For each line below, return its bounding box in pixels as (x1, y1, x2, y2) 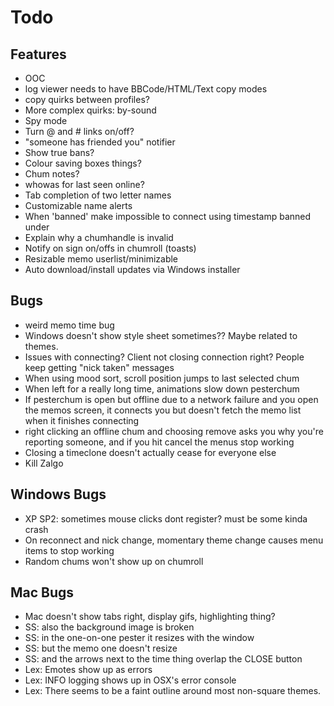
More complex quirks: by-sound (24, 104, 157, 116)
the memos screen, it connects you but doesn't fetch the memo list (24, 404, 302, 416)
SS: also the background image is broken (24, 621, 195, 633)
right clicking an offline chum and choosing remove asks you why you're (24, 425, 324, 437)
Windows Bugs (10, 486, 107, 503)
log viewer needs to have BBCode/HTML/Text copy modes (24, 83, 268, 95)
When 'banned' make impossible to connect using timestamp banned (24, 211, 312, 222)
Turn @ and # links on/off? (24, 126, 135, 137)
